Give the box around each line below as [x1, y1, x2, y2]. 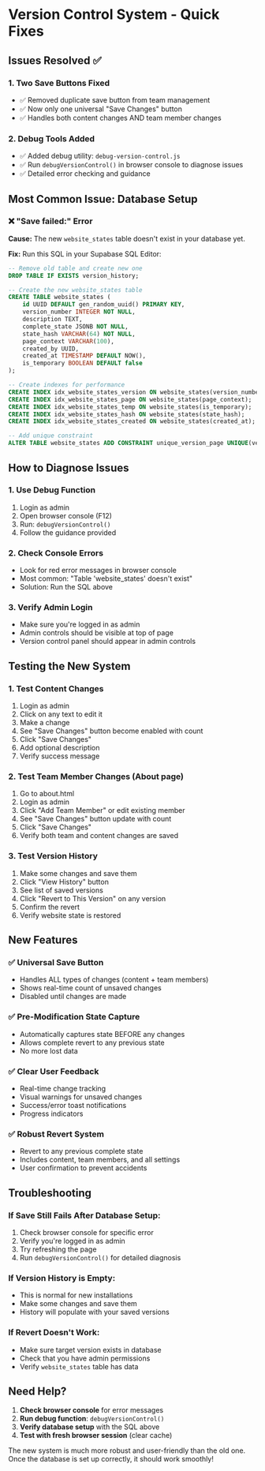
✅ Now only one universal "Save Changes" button [19, 104, 183, 114]
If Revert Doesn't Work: [8, 1327, 100, 1338]
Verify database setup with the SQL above [19, 1422, 160, 1432]
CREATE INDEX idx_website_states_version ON [8, 388, 157, 396]
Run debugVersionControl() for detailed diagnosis [19, 1252, 181, 1262]
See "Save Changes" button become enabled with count [19, 726, 203, 735]
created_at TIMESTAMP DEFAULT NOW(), [22, 352, 147, 360]
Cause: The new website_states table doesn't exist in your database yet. [8, 234, 246, 243]
